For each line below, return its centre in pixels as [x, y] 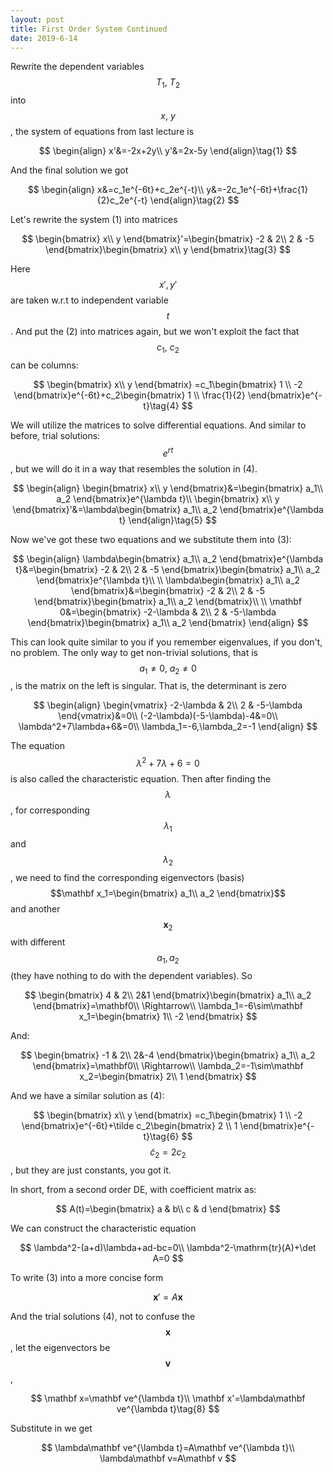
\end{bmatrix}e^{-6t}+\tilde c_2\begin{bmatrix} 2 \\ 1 [129, 1126]
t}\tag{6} [161, 1137]
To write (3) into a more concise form [87, 1278]
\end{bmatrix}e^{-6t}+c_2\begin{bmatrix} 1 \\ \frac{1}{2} [129, 395]
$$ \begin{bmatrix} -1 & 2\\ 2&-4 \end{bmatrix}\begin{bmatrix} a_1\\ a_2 [168, 1055]
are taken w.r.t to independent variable [89, 300]
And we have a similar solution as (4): [87, 1096]
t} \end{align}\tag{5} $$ [168, 520]
